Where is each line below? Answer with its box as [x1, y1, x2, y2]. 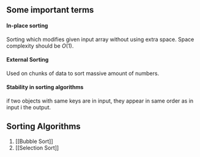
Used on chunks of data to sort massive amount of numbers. [6, 70, 160, 77]
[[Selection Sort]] [15, 144, 59, 152]
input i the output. [6, 104, 51, 111]
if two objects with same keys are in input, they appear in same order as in [6, 97, 194, 104]
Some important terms [6, 5, 94, 15]
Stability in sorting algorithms [6, 84, 84, 91]
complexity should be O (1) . [6, 42, 74, 49]
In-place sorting [6, 21, 48, 29]
